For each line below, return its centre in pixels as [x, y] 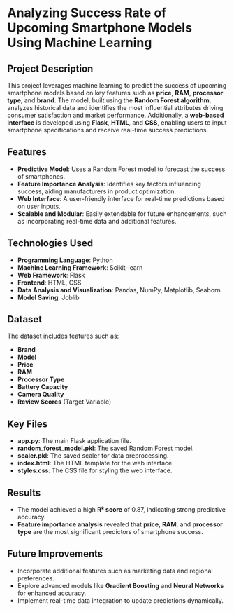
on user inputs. [39, 206]
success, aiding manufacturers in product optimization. [97, 191]
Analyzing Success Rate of [87, 13]
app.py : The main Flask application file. [74, 441]
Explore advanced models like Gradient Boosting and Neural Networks [120, 585]
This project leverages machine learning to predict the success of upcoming [117, 85]
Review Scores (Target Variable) [64, 402]
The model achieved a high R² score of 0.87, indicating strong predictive [121, 510]
